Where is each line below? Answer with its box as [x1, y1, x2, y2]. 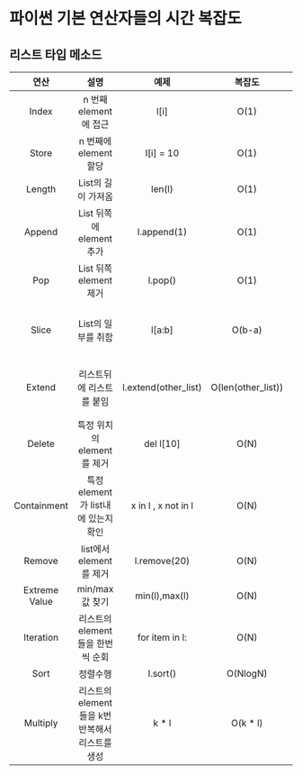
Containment [13, 499, 69, 512]
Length [26, 183, 57, 195]
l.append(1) [137, 226, 187, 238]
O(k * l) [230, 717, 263, 729]
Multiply [23, 717, 58, 729]
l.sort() [147, 668, 177, 679]
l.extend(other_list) [122, 381, 202, 393]
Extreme [23, 584, 59, 596]
